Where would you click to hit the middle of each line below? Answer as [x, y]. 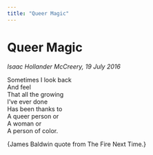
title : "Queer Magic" [38, 13]
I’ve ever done [28, 102]
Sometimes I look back [40, 80]
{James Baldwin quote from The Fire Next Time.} [77, 144]
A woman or [24, 123]
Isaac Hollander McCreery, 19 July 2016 [64, 67]
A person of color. [33, 130]
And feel [19, 87]
